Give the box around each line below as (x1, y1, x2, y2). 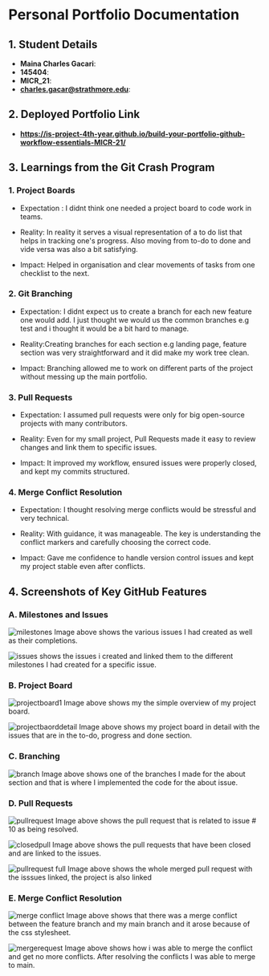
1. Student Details (8, 38, 98, 51)
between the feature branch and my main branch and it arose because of (8, 919, 251, 929)
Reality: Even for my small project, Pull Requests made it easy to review (19, 434, 256, 444)
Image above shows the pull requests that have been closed (51, 840, 251, 849)
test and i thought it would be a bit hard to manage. (19, 323, 190, 333)
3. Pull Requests (8, 392, 73, 403)
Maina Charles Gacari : (19, 59, 96, 68)
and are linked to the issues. (8, 848, 102, 858)
